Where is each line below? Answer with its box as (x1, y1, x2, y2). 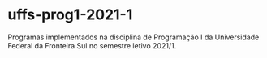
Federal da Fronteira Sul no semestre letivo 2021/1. (7, 40, 177, 50)
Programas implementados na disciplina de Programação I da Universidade (7, 32, 260, 42)
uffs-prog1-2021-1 (7, 6, 133, 24)
